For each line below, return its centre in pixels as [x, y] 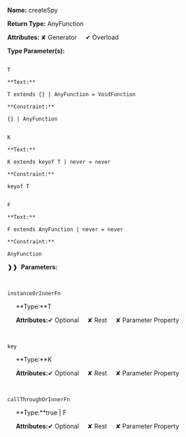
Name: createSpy [33, 10]
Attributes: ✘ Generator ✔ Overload [63, 37]
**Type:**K [34, 359]
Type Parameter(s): [36, 51]
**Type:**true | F [41, 412]
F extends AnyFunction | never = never [65, 229]
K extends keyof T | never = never [59, 162]
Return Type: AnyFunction [45, 23]
